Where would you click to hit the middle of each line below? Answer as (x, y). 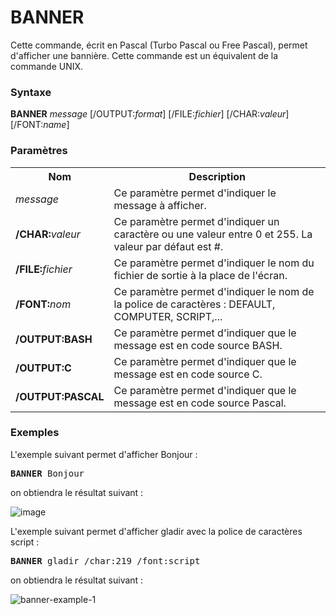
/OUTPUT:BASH (54, 339)
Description (217, 176)
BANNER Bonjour (47, 473)
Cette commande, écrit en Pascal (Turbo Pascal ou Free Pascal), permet (159, 45)
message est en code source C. (188, 374)
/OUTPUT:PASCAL (60, 396)
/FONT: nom (43, 304)
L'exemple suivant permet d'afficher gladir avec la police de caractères (156, 531)
